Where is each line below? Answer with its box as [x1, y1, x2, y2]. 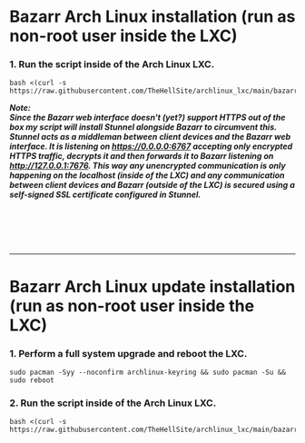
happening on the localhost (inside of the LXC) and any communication [9, 170, 285, 181]
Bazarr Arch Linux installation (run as [9, 6, 296, 27]
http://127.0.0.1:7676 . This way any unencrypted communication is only [9, 161, 286, 172]
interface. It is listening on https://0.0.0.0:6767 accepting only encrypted [9, 141, 293, 152]
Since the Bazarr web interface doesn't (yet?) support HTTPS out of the [9, 112, 286, 123]
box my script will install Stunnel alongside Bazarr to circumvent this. [9, 122, 278, 133]
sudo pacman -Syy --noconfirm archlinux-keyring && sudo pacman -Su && [9, 368, 286, 377]
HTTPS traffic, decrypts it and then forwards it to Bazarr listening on [9, 151, 274, 162]
